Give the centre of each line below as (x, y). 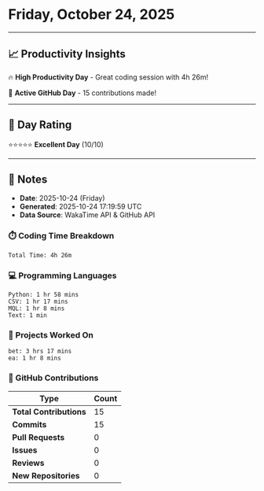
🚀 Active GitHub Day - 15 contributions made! (82, 93)
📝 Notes (28, 179)
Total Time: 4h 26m (40, 255)
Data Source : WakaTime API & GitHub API (87, 215)
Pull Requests (38, 437)
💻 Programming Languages (62, 275)
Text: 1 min (27, 315)
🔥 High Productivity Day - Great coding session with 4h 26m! (108, 77)
